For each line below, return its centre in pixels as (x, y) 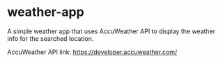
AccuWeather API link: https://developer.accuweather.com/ (92, 52)
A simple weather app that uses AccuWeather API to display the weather (111, 31)
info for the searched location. (51, 38)
